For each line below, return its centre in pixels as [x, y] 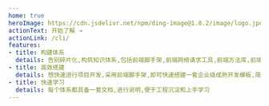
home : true [26, 16]
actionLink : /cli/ [39, 38]
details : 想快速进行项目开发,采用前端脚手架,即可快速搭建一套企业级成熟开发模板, [135, 75]
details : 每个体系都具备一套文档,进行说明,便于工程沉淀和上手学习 [113, 90]
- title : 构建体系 [37, 53]
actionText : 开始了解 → [45, 30]
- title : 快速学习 [37, 82]
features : [25, 45]
